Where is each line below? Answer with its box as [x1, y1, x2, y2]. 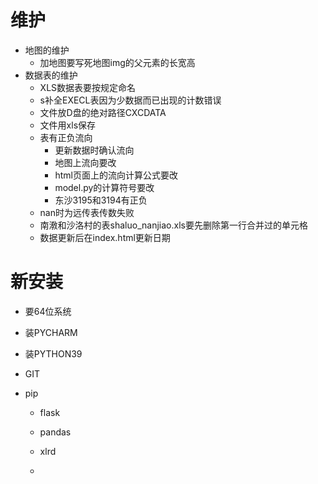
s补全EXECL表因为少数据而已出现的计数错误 [39, 94, 222, 106]
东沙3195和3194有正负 [54, 194, 148, 206]
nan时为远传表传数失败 [39, 206, 135, 218]
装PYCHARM [24, 326, 78, 338]
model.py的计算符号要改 [54, 181, 155, 193]
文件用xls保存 [39, 119, 97, 131]
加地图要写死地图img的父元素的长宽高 [39, 56, 196, 68]
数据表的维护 [24, 69, 78, 81]
